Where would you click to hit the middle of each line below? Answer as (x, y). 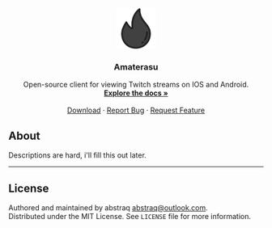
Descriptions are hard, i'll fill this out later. (78, 155)
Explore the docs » (136, 93)
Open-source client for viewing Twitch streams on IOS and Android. (136, 85)
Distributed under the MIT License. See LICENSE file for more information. (130, 216)
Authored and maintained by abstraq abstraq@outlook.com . (108, 207)
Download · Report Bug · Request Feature (136, 110)
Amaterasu (136, 66)
